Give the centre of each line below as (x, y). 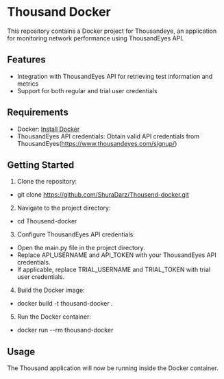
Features (26, 60)
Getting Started (41, 165)
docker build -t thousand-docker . (65, 304)
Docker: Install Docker (48, 129)
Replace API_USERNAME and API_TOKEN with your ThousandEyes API (117, 255)
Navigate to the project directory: (64, 208)
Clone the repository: (47, 182)
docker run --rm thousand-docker (65, 330)
